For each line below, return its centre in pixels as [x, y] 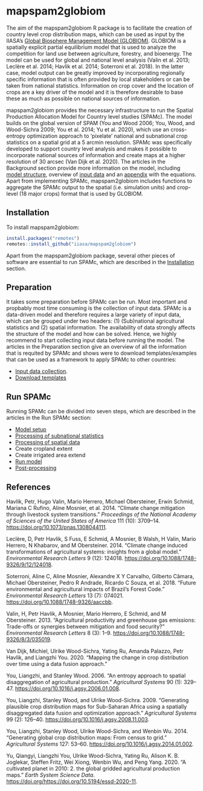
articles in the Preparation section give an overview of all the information [97, 347]
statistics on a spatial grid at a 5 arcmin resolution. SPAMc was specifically [99, 142]
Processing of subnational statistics [59, 436]
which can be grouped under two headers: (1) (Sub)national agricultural [95, 321]
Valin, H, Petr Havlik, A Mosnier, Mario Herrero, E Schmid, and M [86, 613]
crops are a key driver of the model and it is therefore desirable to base [95, 92]
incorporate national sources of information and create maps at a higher [96, 155]
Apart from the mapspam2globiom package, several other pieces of [91, 256]
